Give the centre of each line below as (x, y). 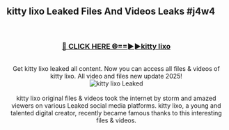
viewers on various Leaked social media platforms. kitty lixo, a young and (116, 106)
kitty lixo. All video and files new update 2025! (116, 76)
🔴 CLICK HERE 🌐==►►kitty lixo (116, 46)
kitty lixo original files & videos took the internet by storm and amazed (116, 98)
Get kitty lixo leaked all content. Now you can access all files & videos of (116, 69)
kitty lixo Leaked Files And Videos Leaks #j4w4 (111, 11)
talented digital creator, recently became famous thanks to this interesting (116, 113)
